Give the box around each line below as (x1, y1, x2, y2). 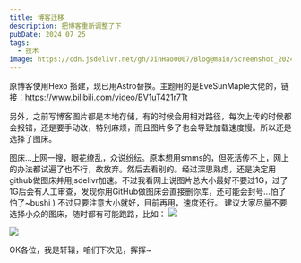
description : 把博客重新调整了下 (9, 22, 123, 31)
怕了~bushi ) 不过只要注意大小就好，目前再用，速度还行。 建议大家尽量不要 (9, 197, 288, 207)
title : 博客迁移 (9, 13, 64, 22)
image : (9, 55, 34, 64)
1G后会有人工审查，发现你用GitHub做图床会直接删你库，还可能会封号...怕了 (9, 186, 287, 197)
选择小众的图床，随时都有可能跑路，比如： (9, 208, 167, 219)
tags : (9, 38, 30, 48)
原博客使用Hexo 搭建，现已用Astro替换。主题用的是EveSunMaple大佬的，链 (9, 81, 289, 91)
